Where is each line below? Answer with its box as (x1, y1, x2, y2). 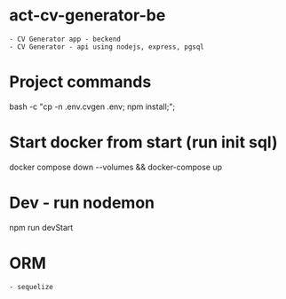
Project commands (9, 72, 152, 92)
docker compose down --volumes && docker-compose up (9, 161, 223, 172)
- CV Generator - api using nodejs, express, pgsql (9, 42, 204, 51)
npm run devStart (9, 222, 74, 232)
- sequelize (9, 282, 53, 291)
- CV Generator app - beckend (9, 35, 122, 43)
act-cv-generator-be (9, 5, 166, 26)
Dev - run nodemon (9, 193, 155, 213)
